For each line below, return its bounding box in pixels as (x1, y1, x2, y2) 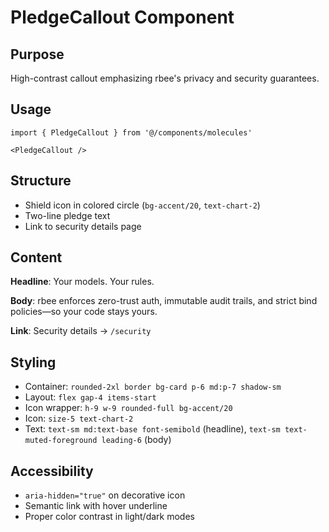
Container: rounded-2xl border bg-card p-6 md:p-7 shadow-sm (24, 381, 282, 393)
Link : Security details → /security (10, 325, 152, 337)
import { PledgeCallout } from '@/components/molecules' (10, 127, 253, 138)
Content (10, 249, 63, 266)
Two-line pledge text (24, 209, 111, 221)
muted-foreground (24, 436, 98, 446)
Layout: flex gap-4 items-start (24, 391, 157, 403)
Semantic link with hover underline (24, 500, 168, 512)
